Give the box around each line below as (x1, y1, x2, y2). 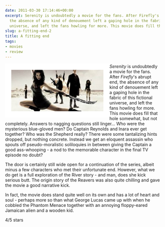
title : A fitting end (5, 34, 50, 39)
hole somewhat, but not (110, 115, 157, 121)
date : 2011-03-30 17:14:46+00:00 (5, 8, 74, 13)
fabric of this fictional (110, 95, 153, 101)
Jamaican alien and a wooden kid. (5, 207, 74, 213)
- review (5, 49, 23, 54)
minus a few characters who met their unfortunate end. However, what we (5, 167, 155, 173)
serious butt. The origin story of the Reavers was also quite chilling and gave (5, 177, 160, 183)
